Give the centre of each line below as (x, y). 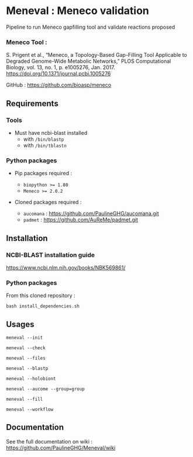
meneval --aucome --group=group (45, 389)
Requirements (32, 103)
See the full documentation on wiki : (49, 441)
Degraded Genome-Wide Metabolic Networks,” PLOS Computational (89, 61)
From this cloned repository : (41, 296)
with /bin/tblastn (45, 145)
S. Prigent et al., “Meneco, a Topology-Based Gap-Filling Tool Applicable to (96, 55)
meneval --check (26, 348)
